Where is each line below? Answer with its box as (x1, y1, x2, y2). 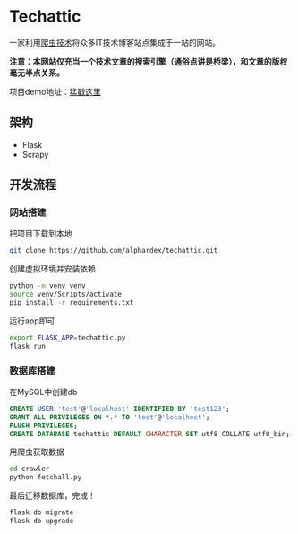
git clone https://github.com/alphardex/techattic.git (9, 246, 218, 255)
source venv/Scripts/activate (9, 289, 123, 299)
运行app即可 (9, 315, 55, 326)
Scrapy (21, 149, 49, 159)
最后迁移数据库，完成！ (9, 490, 96, 501)
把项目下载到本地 (9, 228, 72, 239)
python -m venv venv (9, 281, 87, 290)
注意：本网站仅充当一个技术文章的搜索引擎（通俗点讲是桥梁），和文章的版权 (9, 56, 288, 66)
